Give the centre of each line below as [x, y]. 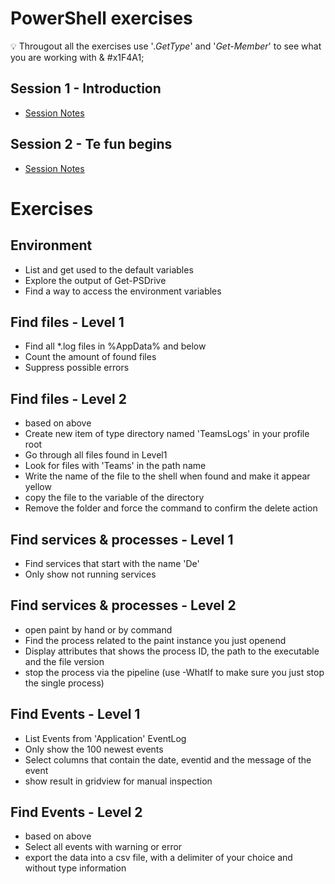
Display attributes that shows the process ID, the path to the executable [172, 651]
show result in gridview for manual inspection [118, 781]
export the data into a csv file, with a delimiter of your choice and [158, 858]
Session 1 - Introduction [86, 88]
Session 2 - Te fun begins [91, 144]
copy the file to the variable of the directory [114, 498]
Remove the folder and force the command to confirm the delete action [171, 508]
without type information [75, 868]
